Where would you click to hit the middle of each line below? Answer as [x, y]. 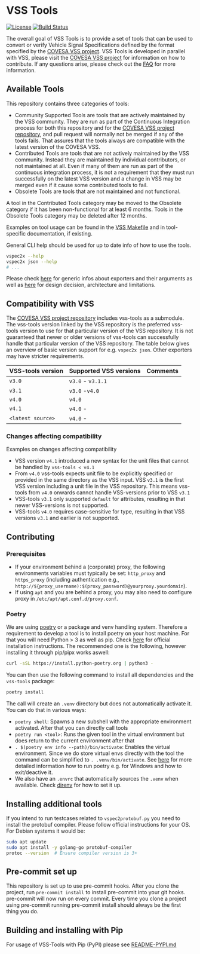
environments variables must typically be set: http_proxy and [90, 573]
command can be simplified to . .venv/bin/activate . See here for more [103, 760]
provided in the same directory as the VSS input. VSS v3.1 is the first [99, 480]
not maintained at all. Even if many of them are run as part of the [94, 166]
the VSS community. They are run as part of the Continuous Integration [102, 121]
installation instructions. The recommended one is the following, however [96, 646]
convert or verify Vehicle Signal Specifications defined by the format [90, 45]
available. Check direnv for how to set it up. [68, 785]
